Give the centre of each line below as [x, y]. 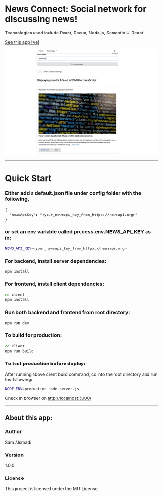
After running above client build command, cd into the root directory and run [81, 374]
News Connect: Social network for [76, 9]
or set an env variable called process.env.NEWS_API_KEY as [78, 231]
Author [14, 431]
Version [15, 455]
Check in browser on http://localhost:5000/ [48, 398]
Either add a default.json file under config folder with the [73, 193]
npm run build [19, 351]
